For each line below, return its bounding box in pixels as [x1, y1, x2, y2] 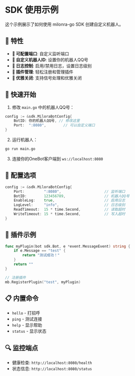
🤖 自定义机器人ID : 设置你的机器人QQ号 [12, 57, 88, 63]
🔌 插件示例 [5, 231, 36, 239]
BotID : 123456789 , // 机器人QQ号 [13, 193, 130, 199]
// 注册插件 [5, 275, 27, 280]
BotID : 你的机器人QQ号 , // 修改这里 [13, 118, 80, 124]
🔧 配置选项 [5, 172, 36, 180]
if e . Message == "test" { [13, 248, 66, 253]
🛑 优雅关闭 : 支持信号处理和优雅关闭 [12, 75, 82, 80]
